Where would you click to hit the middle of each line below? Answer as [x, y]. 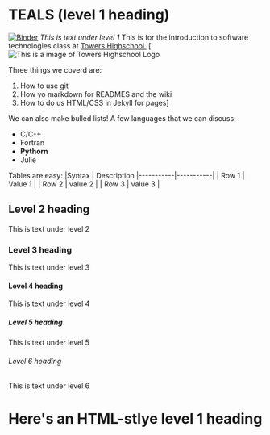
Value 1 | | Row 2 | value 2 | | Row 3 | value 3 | [84, 184]
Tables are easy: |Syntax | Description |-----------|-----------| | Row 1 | [127, 175]
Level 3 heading [40, 249]
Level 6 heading [35, 361]
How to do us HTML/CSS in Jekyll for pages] [94, 102]
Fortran [32, 142]
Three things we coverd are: [55, 69]
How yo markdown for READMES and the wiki [96, 94]
